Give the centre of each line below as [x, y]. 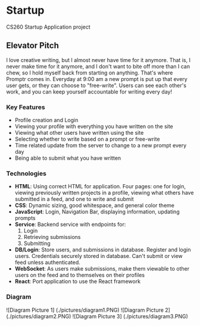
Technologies [26, 173]
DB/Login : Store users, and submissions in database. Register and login [103, 250]
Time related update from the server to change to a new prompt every [101, 145]
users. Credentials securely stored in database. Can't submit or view [99, 256]
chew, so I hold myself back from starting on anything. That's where [90, 73]
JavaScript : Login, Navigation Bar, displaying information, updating [97, 212]
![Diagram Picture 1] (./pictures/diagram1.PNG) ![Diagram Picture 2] [88, 310]
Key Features [26, 107]
